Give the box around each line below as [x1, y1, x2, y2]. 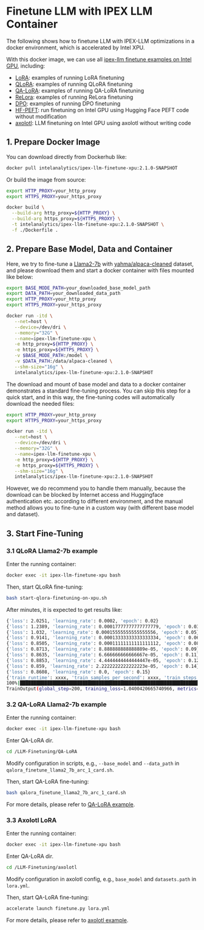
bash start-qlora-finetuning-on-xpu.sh [6, 595, 107, 601]
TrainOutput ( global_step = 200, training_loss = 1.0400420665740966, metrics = [6, 686, 200, 692]
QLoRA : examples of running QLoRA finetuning [15, 80, 133, 88]
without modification [15, 113, 67, 120]
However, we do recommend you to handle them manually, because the [6, 485, 186, 492]
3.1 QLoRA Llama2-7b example [6, 547, 98, 555]
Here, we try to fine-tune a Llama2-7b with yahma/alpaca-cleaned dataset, [6, 260, 194, 268]
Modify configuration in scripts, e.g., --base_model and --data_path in [6, 760, 180, 767]
